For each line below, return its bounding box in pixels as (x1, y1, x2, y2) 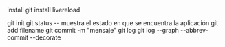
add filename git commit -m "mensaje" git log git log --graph (7, 27, 179, 34)
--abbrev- (180, 27, 208, 34)
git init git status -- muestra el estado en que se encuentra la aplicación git (7, 19, 219, 27)
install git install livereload (7, 6, 81, 14)
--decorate (30, 33, 61, 42)
